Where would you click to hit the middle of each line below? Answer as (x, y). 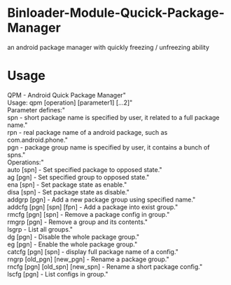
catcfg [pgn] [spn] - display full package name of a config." (93, 251)
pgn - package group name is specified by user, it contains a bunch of (108, 147)
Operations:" (26, 162)
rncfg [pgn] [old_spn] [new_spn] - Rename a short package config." (105, 266)
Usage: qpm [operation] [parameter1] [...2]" (70, 102)
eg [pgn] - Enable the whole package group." (72, 244)
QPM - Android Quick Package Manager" (66, 95)
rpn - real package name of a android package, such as (87, 132)
